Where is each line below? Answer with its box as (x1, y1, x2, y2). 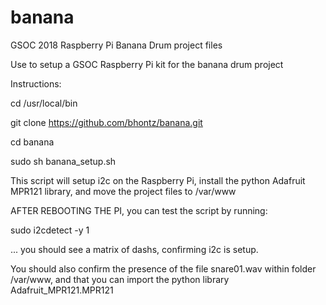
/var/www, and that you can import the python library (10, 273, 230, 285)
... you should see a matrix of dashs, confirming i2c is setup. (10, 243, 259, 255)
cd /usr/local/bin (10, 97, 78, 109)
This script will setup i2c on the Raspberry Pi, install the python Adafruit (10, 174, 306, 186)
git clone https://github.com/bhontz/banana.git (10, 116, 203, 128)
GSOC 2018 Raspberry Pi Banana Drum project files (10, 39, 223, 51)
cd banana (10, 136, 55, 148)
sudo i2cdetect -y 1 (10, 224, 90, 236)
